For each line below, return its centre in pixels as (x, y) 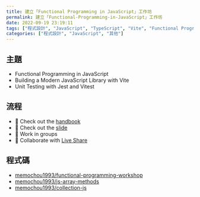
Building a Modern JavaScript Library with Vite (72, 80)
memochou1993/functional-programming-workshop (79, 175)
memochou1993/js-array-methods (57, 181)
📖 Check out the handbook (48, 121)
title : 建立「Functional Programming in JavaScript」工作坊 (79, 12)
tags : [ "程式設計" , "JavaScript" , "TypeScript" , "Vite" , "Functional (92, 28)
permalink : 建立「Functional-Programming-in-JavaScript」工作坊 (84, 17)
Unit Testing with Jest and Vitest (54, 86)
